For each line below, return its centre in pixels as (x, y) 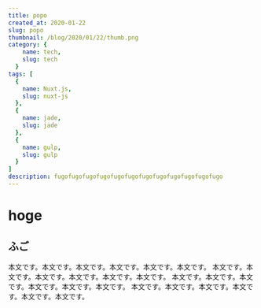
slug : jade (40, 125)
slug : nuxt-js (45, 96)
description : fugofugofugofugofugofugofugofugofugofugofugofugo (116, 177)
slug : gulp (40, 154)
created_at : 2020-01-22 (47, 23)
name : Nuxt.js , (47, 89)
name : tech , (42, 52)
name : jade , (42, 118)
